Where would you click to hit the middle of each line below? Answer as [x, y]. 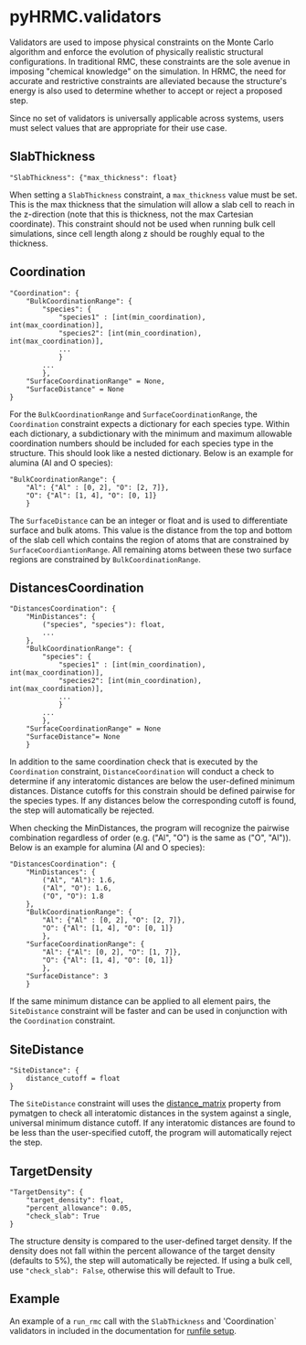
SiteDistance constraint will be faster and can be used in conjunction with [148, 1011]
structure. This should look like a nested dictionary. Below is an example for [152, 453]
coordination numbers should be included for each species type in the [142, 443]
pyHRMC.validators [85, 17]
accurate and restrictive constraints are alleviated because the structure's [148, 80]
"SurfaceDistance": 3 [67, 977]
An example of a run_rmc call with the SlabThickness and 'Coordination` [143, 1321]
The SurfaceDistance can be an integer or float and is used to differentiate [148, 520]
